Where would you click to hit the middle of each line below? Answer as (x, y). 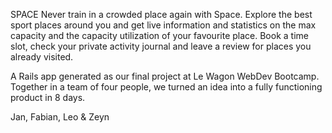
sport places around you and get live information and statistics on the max (163, 25)
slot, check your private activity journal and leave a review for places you (161, 46)
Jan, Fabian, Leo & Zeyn (60, 117)
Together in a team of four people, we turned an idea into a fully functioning (166, 87)
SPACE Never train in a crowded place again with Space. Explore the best (161, 14)
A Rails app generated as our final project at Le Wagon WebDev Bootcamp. (165, 76)
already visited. (42, 57)
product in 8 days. (48, 97)
